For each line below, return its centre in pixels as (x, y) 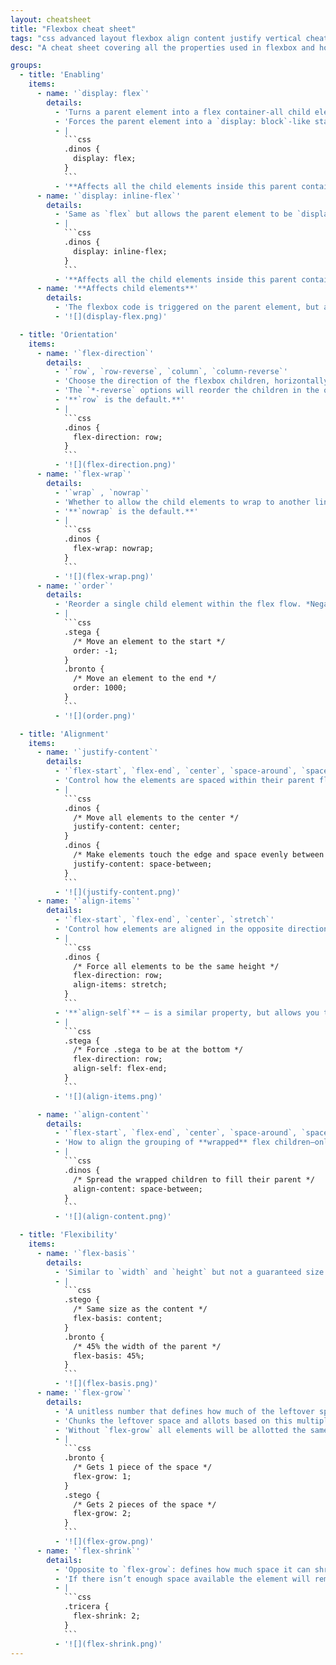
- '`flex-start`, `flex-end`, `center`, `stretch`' (164, 920)
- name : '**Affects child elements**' (117, 289)
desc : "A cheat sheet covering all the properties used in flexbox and (162, 47)
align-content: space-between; (138, 1189)
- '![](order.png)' (95, 716)
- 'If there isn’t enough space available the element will (182, 1579)
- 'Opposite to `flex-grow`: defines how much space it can (182, 1569)
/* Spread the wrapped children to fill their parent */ (194, 1179)
